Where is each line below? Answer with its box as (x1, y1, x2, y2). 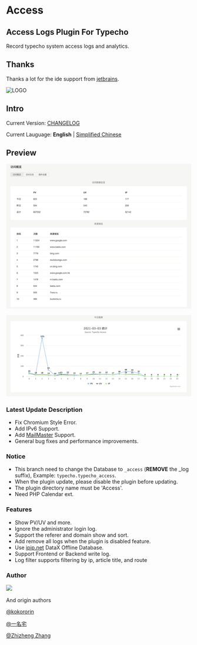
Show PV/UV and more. (14, 519, 72, 526)
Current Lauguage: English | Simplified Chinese (6, 131, 122, 138)
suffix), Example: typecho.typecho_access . (14, 472, 116, 479)
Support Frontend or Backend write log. (14, 550, 111, 557)
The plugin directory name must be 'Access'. (14, 484, 123, 492)
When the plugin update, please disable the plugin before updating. (14, 478, 178, 485)
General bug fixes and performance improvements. (14, 437, 139, 445)
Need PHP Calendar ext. (14, 491, 74, 498)
